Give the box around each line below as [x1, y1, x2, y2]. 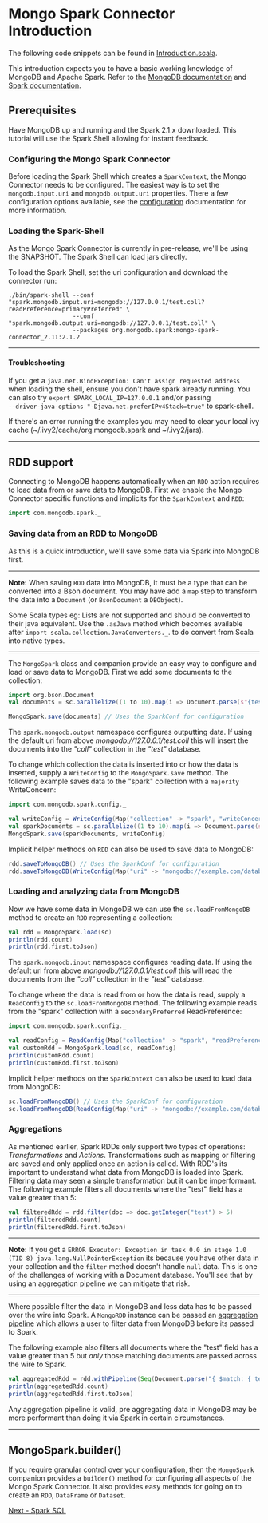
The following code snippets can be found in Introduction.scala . [8, 48, 218, 58]
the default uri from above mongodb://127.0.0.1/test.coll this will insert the [8, 736, 249, 745]
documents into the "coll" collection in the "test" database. [8, 744, 202, 754]
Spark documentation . [8, 81, 81, 90]
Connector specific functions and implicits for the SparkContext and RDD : [8, 494, 245, 503]
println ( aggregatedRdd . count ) [8, 1382, 109, 1390]
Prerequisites [8, 104, 77, 117]
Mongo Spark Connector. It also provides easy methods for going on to [8, 1481, 242, 1491]
